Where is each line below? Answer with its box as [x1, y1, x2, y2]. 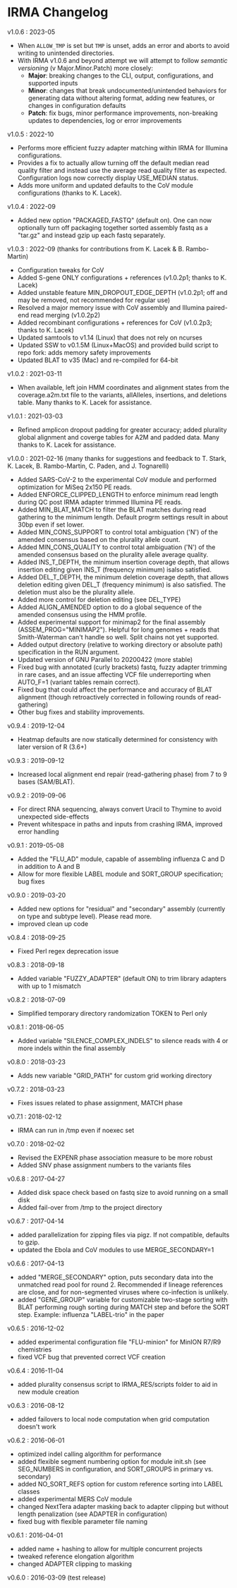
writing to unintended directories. [17, 49, 115, 57]
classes [17, 1487, 40, 1496]
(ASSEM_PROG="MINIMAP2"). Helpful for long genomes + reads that [17, 625, 220, 634]
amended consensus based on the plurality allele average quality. [17, 550, 209, 558]
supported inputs [28, 78, 78, 87]
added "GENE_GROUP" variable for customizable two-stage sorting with [17, 1295, 228, 1304]
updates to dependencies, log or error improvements [28, 116, 182, 124]
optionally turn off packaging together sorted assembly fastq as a [17, 223, 208, 231]
